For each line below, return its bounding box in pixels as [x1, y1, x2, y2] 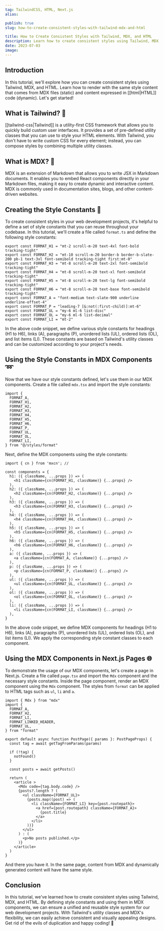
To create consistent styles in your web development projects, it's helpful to [5, 218, 158, 224]
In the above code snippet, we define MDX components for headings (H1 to [5, 624, 157, 630]
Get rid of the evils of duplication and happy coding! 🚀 [5, 920, 114, 926]
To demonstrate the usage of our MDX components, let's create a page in [5, 667, 154, 673]
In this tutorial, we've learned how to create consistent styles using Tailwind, [5, 894, 159, 900]
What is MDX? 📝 [5, 157, 55, 165]
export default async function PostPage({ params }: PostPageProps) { [5, 737, 152, 742]
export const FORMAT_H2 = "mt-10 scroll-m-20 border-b [5, 252, 119, 257]
